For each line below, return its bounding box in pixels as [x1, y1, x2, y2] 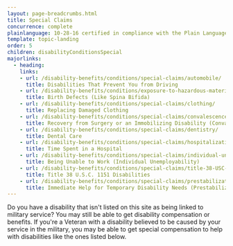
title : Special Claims [7, 17, 73, 24]
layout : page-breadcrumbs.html [7, 10, 98, 17]
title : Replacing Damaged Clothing [25, 107, 129, 114]
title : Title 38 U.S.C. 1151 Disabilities [25, 171, 150, 178]
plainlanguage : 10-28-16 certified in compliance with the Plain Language [7, 29, 228, 37]
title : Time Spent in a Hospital [25, 146, 123, 152]
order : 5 [7, 42, 33, 49]
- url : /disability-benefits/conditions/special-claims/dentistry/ [19, 126, 218, 133]
